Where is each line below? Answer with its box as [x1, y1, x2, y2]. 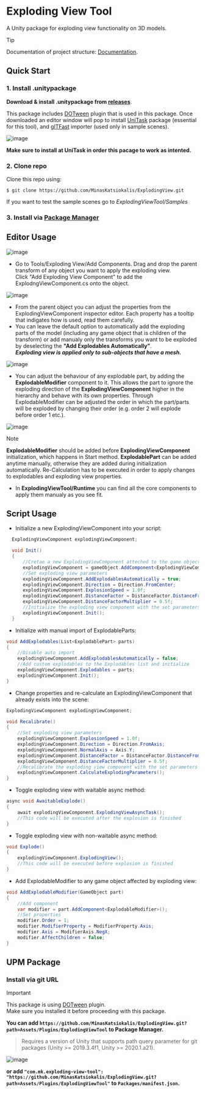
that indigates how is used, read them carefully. [15, 316, 135, 323]
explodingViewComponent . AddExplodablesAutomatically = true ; [22, 575, 182, 582]
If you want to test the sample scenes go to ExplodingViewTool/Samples [6, 198, 188, 205]
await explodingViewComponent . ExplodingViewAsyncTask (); [17, 809, 165, 815]
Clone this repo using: [6, 175, 62, 182]
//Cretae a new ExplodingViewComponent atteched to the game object [22, 559, 201, 565]
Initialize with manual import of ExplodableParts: [15, 627, 137, 634]
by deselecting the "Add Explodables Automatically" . [15, 342, 153, 349]
